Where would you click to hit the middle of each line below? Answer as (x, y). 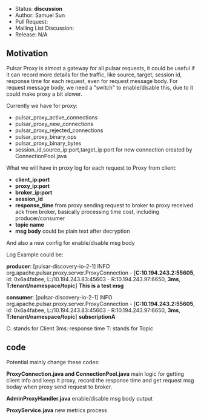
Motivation (27, 54)
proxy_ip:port (32, 186)
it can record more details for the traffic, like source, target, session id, (94, 75)
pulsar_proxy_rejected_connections (59, 130)
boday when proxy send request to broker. (59, 387)
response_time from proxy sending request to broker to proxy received (104, 205)
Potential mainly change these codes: (53, 362)
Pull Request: (31, 22)
